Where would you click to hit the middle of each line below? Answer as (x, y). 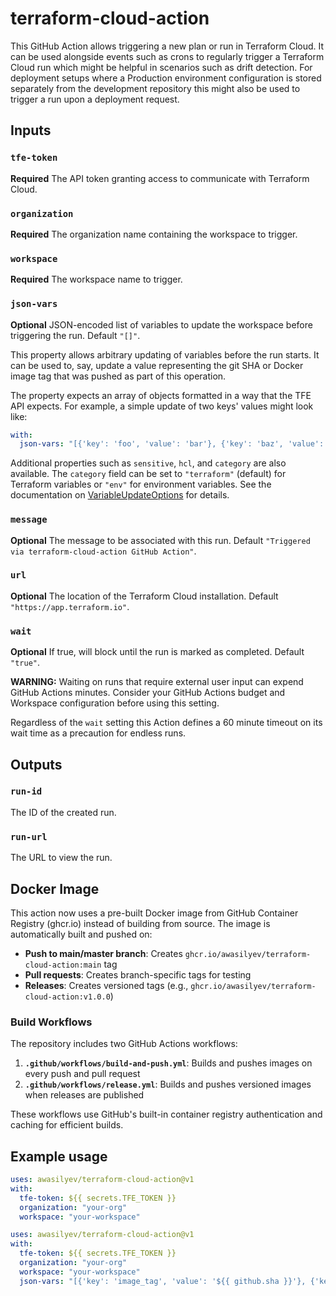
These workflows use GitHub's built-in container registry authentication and (166, 1114)
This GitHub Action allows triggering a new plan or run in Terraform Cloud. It (167, 46)
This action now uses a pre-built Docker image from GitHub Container (154, 913)
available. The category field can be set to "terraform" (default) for (148, 474)
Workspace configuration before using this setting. (115, 703)
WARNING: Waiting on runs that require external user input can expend (157, 682)
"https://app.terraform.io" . (70, 606)
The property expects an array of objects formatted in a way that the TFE (161, 395)
